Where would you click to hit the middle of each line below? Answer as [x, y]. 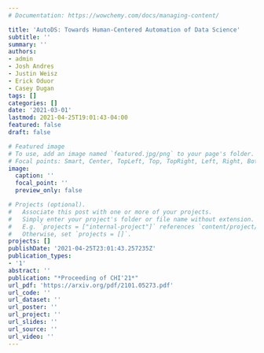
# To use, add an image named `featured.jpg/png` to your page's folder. [132, 154]
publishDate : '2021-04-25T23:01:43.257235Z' [82, 249]
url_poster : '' [33, 307]
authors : [22, 52]
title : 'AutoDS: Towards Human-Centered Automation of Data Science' [125, 30]
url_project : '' [35, 315]
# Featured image [37, 147]
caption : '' [35, 176]
